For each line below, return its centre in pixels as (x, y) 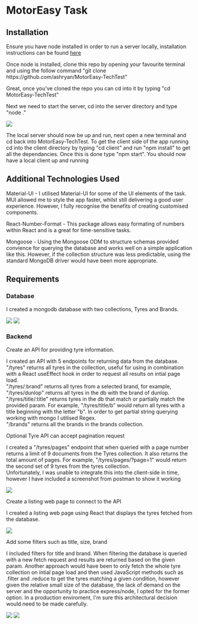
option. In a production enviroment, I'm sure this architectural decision (92, 597)
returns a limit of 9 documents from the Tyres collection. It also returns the (97, 453)
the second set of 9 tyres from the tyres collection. (68, 466)
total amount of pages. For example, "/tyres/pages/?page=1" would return (96, 460)
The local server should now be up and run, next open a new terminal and (96, 135)
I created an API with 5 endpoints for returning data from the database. (92, 361)
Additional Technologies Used (63, 179)
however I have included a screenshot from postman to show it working (93, 479)
